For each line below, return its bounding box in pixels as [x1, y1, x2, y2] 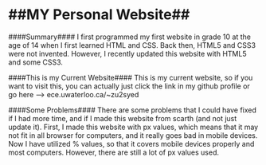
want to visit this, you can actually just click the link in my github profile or [8, 81, 251, 91]
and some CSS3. [8, 57, 64, 67]
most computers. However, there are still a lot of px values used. [8, 147, 220, 157]
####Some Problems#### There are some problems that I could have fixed [8, 105, 257, 115]
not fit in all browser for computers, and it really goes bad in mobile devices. [8, 130, 258, 140]
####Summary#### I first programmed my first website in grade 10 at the [8, 32, 251, 41]
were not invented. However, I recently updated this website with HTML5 [8, 49, 247, 58]
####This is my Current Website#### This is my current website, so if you [8, 73, 253, 82]
